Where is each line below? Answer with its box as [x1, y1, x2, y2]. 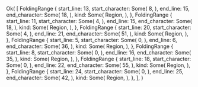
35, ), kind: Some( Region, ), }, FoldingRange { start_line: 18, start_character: [6, 56, 191, 62]
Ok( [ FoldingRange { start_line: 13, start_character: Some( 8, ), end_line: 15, [6, 5, 190, 12]
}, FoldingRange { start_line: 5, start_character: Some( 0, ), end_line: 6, [6, 37, 177, 43]
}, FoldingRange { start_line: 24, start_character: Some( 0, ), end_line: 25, [6, 68, 184, 75]
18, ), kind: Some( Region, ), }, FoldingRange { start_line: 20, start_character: [6, 24, 191, 31]
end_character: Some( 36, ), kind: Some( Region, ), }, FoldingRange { [6, 43, 174, 50]
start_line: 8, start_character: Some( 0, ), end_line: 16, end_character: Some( [6, 49, 191, 56]
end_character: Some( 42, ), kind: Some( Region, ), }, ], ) [6, 74, 143, 81]
